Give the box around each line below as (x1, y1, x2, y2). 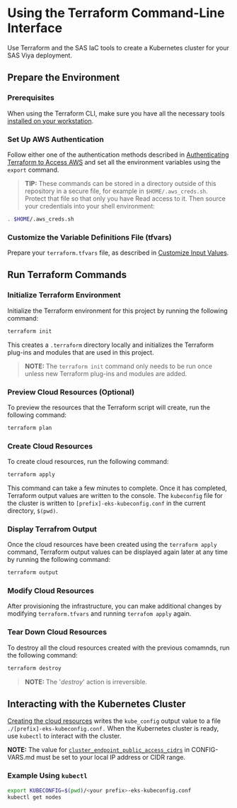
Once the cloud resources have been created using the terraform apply (7, 541, 217, 549)
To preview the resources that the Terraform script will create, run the (7, 403, 211, 411)
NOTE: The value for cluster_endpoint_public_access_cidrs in (7, 746, 190, 754)
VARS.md (7, 753, 35, 762)
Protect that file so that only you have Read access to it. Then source (24, 194, 226, 203)
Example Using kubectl (7, 771, 88, 781)
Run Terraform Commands (7, 269, 127, 281)
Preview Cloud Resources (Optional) (7, 387, 135, 397)
